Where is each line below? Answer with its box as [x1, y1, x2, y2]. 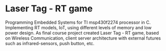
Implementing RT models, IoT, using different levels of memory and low [5, 24, 151, 30]
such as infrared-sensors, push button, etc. [5, 40, 95, 46]
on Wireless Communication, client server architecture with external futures [5, 35, 161, 41]
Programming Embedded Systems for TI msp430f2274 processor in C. [5, 19, 151, 25]
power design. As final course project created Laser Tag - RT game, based [5, 30, 159, 36]
